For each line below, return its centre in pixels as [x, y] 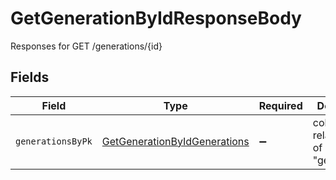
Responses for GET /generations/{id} [86, 46]
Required [280, 105]
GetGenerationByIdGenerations [175, 141]
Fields [30, 77]
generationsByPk [54, 141]
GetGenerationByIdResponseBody [156, 18]
